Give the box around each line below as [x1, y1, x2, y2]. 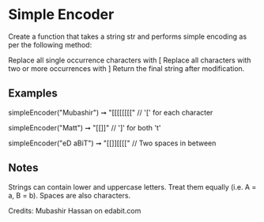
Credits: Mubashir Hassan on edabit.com [8, 205, 141, 215]
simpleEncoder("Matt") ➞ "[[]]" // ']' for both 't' [8, 122, 161, 132]
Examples [8, 87, 58, 100]
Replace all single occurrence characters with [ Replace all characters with [8, 55, 251, 65]
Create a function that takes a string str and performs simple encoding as [8, 32, 247, 41]
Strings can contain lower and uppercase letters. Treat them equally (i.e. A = [8, 182, 257, 191]
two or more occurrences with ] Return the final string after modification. [8, 63, 245, 73]
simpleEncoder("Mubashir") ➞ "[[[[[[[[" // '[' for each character [8, 107, 213, 117]
